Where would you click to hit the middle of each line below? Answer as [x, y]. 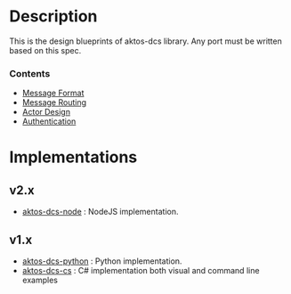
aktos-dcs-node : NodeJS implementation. [100, 212]
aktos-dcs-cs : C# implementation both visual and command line [141, 271]
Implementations [73, 157]
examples [40, 280]
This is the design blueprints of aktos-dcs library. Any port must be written [145, 41]
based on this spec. [45, 50]
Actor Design [46, 112]
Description [53, 16]
